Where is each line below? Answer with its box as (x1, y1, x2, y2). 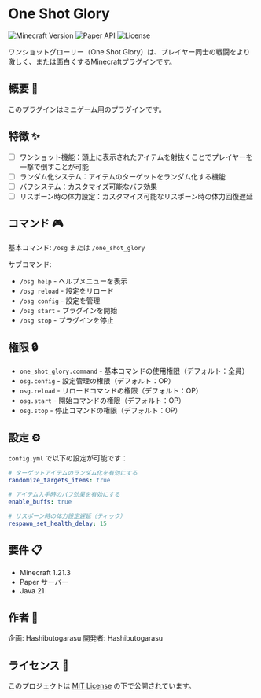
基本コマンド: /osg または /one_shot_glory (8, 242, 145, 252)
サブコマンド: (8, 259, 53, 268)
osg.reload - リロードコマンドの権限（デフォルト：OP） (19, 386, 203, 396)
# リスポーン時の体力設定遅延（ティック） (8, 512, 126, 520)
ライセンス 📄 (8, 659, 69, 672)
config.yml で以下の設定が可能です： (8, 453, 128, 463)
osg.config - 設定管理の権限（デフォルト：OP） (19, 376, 175, 386)
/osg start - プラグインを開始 (19, 305, 118, 315)
